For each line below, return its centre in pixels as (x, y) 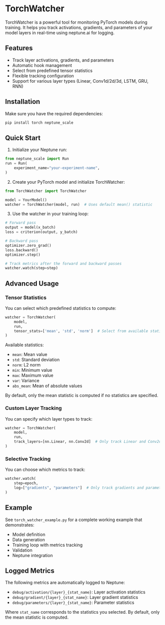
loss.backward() (22, 250)
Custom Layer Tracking (34, 408)
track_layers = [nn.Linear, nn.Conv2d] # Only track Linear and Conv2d (88, 442)
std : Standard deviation (36, 360)
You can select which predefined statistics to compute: (61, 308)
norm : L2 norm (26, 365)
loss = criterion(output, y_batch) (41, 232)
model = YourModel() (26, 200)
